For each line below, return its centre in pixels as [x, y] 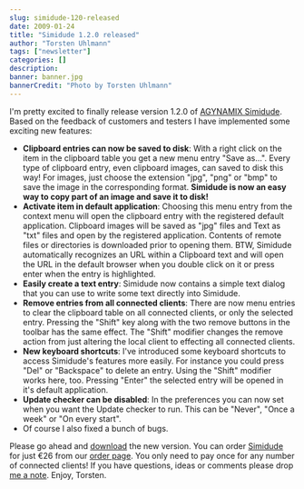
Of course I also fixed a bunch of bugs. [95, 428]
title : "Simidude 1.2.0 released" [75, 35]
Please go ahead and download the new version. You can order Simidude [147, 445]
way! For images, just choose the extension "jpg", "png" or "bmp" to [150, 177]
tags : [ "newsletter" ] [50, 52]
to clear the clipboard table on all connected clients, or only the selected [157, 312]
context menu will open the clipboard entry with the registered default [153, 215]
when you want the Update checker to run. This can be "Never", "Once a [158, 409]
